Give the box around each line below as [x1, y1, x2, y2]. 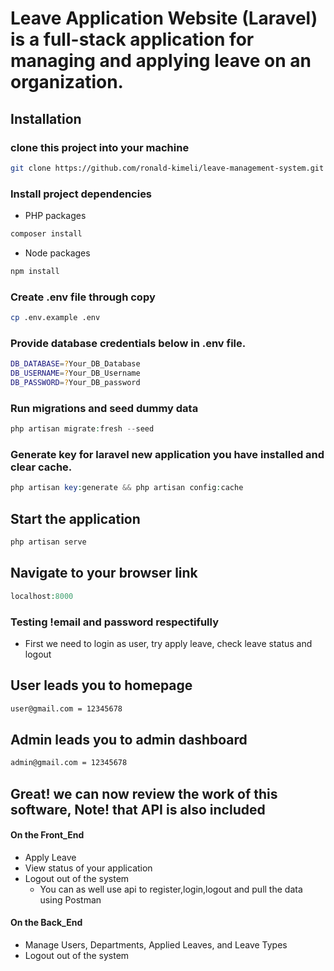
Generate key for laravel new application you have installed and [10, 447, 325, 461]
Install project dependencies [10, 187, 153, 201]
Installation [10, 110, 82, 127]
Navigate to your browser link [10, 565, 198, 582]
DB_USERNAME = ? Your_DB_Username [10, 368, 141, 379]
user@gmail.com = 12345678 [10, 703, 123, 714]
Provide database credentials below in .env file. [10, 336, 247, 350]
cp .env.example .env [10, 313, 101, 323]
